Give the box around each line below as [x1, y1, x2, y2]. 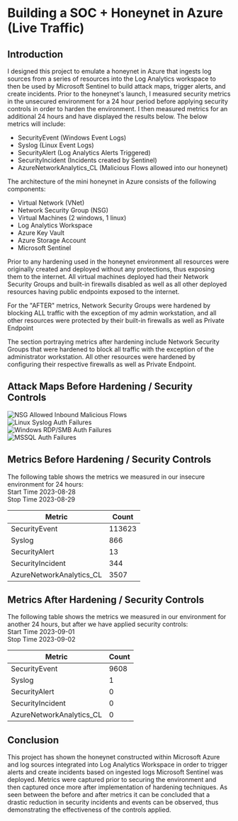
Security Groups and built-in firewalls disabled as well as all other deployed [7, 280, 227, 288]
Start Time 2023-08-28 [7, 487, 76, 496]
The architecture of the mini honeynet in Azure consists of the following [7, 177, 217, 186]
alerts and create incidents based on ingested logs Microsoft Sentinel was [7, 768, 224, 776]
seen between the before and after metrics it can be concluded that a [7, 791, 210, 799]
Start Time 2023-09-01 [7, 628, 75, 636]
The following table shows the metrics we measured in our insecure [7, 472, 205, 481]
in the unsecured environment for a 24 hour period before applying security [7, 97, 229, 106]
